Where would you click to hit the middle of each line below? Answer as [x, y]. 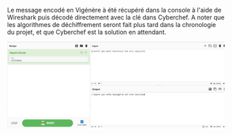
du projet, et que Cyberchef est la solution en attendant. [87, 32]
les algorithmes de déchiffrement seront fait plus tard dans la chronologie [112, 25]
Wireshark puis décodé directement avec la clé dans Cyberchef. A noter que [116, 17]
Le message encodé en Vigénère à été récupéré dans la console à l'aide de [115, 10]
